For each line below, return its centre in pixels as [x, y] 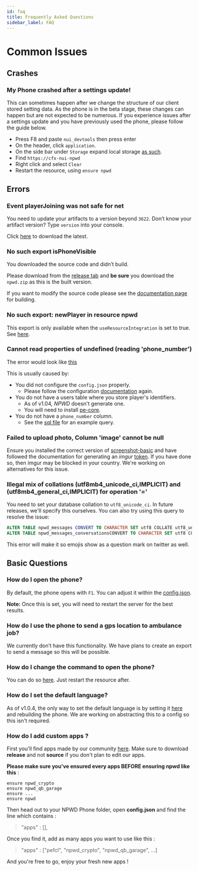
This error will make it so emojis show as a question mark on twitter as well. [98, 544]
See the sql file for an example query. [69, 422]
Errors [18, 189]
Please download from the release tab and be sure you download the [90, 276]
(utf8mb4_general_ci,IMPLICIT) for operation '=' [77, 492]
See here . [18, 334]
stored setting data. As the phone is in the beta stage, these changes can [95, 109]
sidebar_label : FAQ [31, 22]
